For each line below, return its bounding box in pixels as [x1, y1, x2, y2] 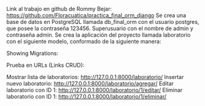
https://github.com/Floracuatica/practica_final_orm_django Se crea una [6, 12, 186, 19]
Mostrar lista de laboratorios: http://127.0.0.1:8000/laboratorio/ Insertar [6, 74, 184, 80]
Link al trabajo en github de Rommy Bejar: [6, 6, 112, 12]
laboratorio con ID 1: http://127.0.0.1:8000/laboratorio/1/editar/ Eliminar [6, 86, 183, 94]
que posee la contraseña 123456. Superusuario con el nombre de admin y [6, 25, 193, 32]
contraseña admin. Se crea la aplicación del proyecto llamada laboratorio [6, 31, 191, 39]
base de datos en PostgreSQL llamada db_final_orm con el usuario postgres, [6, 18, 199, 25]
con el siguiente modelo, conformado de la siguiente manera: [6, 38, 161, 45]
